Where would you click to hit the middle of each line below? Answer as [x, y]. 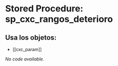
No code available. [25, 59]
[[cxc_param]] [27, 49]
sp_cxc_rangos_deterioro [59, 19]
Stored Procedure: [44, 9]
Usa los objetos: [31, 37]
